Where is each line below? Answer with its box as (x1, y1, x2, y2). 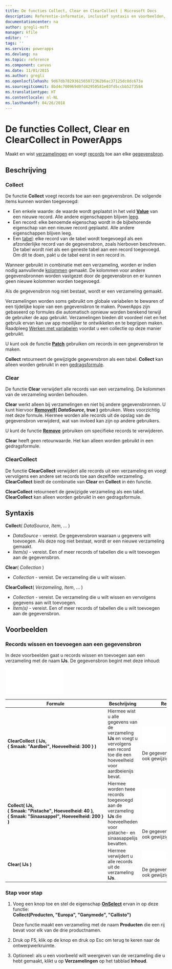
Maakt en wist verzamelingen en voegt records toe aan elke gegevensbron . (5, 151, 164, 157)
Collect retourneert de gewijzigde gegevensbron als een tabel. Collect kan (5, 356, 163, 362)
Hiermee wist (107, 708, 136, 714)
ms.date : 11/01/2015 (5, 68, 50, 73)
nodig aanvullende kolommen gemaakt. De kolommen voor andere (5, 267, 145, 274)
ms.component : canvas (5, 62, 52, 68)
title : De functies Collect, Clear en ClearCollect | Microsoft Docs (5, 8, 157, 13)
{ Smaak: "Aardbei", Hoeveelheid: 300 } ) (7, 743, 97, 749)
